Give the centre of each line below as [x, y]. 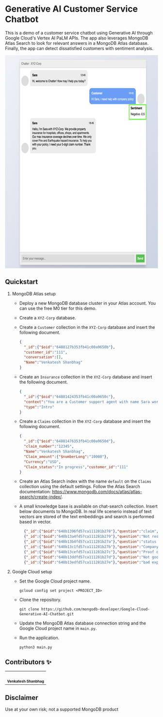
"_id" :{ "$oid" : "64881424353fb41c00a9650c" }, [69, 396]
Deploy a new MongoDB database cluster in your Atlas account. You [88, 303]
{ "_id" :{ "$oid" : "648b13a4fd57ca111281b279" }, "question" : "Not [87, 537]
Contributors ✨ [28, 662]
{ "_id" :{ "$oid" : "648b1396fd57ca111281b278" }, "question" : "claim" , [91, 531]
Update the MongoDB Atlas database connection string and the [83, 623]
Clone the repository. [40, 600]
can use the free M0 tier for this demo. [58, 308]
